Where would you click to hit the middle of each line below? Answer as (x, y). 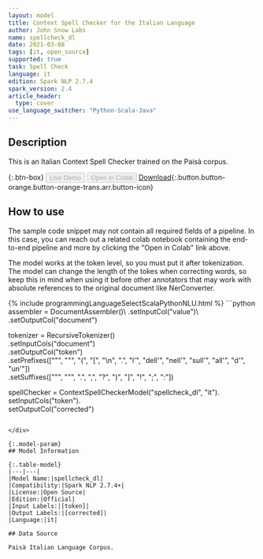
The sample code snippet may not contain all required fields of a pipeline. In (131, 231)
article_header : (35, 96)
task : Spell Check (38, 67)
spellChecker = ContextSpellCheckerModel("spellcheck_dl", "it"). (114, 392)
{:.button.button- (198, 177)
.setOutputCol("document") (53, 320)
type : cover (35, 103)
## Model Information (44, 451)
